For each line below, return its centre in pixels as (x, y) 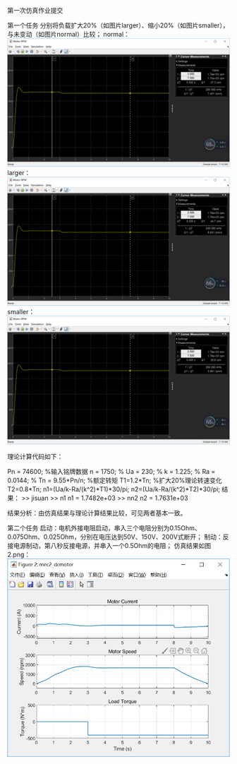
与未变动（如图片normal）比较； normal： (69, 34)
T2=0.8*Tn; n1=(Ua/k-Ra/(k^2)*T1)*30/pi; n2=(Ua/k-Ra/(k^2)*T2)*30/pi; (114, 489)
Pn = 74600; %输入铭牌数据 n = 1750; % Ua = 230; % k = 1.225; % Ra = (111, 472)
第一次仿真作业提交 (35, 10)
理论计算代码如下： (35, 457)
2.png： (19, 555)
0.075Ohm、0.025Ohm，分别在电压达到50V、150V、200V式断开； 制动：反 (118, 537)
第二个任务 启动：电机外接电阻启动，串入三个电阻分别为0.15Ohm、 (104, 528)
